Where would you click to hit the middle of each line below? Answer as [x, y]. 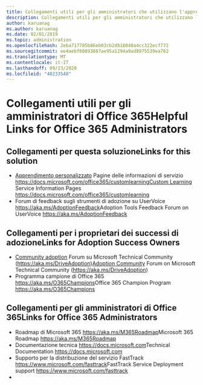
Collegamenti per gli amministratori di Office [92, 308]
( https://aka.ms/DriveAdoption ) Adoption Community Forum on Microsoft [105, 264]
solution [22, 161]
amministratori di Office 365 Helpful [97, 116]
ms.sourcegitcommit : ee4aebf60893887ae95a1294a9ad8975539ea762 [88, 51]
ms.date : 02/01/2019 [32, 34]
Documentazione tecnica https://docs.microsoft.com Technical [92, 345]
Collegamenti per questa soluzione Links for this [98, 151]
